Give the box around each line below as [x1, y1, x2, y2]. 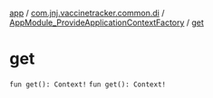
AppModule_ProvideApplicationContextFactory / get [9, 17, 204, 28]
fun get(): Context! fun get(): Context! [9, 80, 166, 89]
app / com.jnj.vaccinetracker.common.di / [9, 8, 165, 18]
